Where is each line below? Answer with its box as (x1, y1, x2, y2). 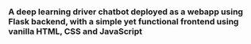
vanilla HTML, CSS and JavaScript (8, 26, 143, 37)
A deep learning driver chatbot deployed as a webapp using (8, 6, 244, 17)
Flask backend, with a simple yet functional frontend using (8, 16, 239, 27)
